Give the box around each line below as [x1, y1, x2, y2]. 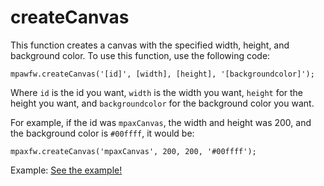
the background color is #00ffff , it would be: [10, 127, 195, 139]
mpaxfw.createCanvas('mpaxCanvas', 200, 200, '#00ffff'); [10, 146, 257, 156]
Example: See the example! [10, 164, 123, 176]
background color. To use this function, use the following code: [10, 49, 271, 61]
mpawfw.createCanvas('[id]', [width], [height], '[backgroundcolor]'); [10, 69, 315, 79]
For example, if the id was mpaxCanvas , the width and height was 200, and [10, 116, 312, 128]
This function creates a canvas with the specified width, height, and [10, 39, 290, 51]
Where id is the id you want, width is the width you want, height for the [10, 86, 304, 98]
